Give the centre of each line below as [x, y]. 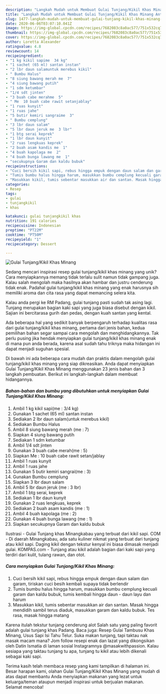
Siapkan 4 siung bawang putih [43, 435]
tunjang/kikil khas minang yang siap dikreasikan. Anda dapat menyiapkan [80, 364]
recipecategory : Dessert [31, 244]
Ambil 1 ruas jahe [30, 466]
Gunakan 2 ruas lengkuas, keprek [47, 503]
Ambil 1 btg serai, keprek [38, 493]
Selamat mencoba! [25, 687]
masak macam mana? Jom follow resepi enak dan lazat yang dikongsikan [80, 641]
